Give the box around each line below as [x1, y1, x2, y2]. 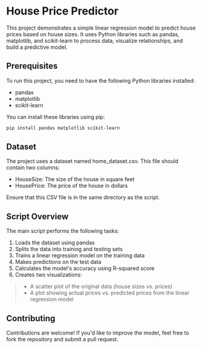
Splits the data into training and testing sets [14, 246, 123, 253]
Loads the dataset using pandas [14, 239, 95, 246]
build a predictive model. [6, 43, 68, 51]
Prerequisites [6, 61, 58, 71]
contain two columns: [6, 164, 60, 171]
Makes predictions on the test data [14, 258, 101, 266]
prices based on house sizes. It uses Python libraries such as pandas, [6, 30, 180, 37]
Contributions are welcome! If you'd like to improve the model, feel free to [6, 329, 189, 336]
